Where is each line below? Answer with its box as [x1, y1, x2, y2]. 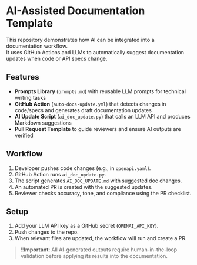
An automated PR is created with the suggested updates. [14, 183, 153, 190]
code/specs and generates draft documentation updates [14, 106, 152, 113]
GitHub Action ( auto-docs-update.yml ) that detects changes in [14, 100, 166, 107]
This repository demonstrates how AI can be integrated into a [6, 36, 155, 43]
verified [14, 132, 34, 139]
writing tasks [14, 94, 46, 101]
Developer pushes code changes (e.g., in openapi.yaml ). [14, 164, 151, 172]
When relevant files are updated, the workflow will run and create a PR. [14, 235, 187, 242]
